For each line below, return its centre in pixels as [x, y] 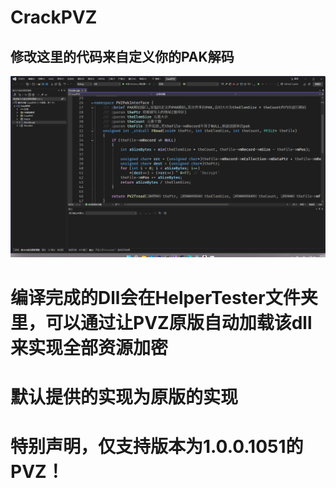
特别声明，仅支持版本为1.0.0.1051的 [157, 446]
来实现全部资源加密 [89, 347]
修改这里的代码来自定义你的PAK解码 [122, 56]
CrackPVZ [54, 17]
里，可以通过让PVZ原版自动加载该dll [161, 322]
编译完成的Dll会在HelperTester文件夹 [164, 297]
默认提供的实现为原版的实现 [124, 397]
